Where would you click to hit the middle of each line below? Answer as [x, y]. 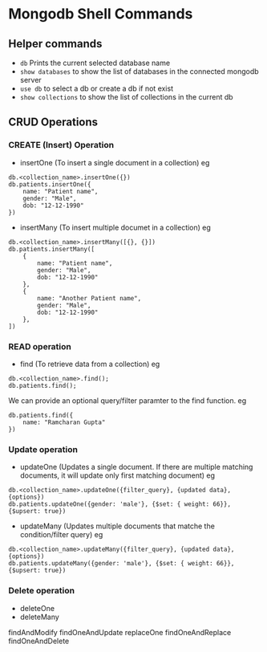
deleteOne [37, 608]
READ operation [40, 346]
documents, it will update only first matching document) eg [117, 475]
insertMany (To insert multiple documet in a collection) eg [115, 227]
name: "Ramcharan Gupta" [64, 422]
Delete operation [41, 591]
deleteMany [40, 617]
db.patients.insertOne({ [50, 184]
